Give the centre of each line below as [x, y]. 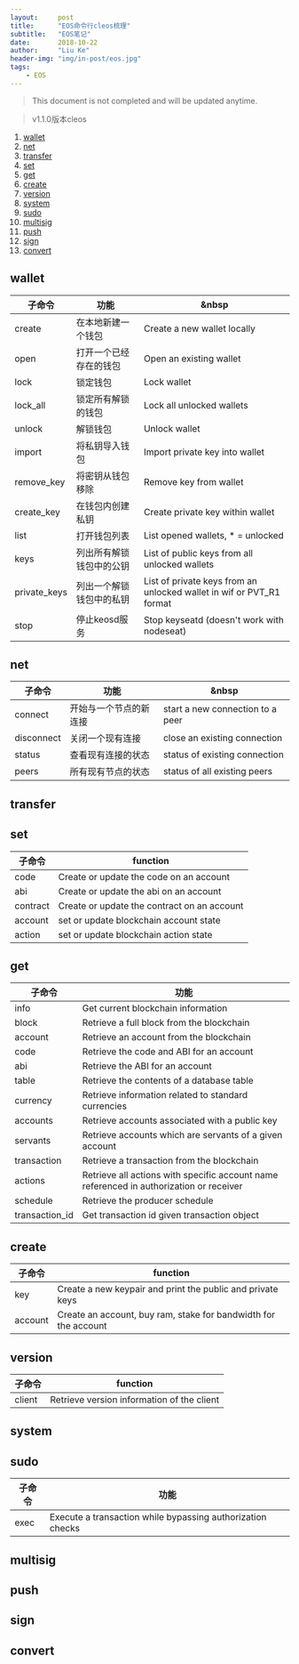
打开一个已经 [102, 352]
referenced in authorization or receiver [162, 1186]
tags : [20, 68]
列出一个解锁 [102, 586]
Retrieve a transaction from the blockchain [170, 1160]
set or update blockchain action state [135, 934]
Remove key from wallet [193, 481]
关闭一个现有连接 [105, 739]
